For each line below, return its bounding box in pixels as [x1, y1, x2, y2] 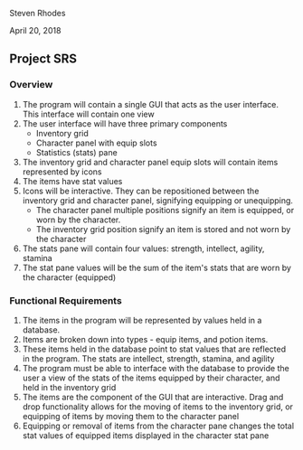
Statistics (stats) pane [35, 146, 118, 157]
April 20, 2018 [9, 25, 62, 35]
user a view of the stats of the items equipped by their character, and [22, 372, 280, 383]
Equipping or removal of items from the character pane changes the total [22, 420, 295, 431]
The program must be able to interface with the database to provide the [22, 362, 289, 373]
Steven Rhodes [9, 8, 66, 18]
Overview [9, 79, 53, 91]
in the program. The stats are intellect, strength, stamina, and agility [22, 352, 275, 364]
